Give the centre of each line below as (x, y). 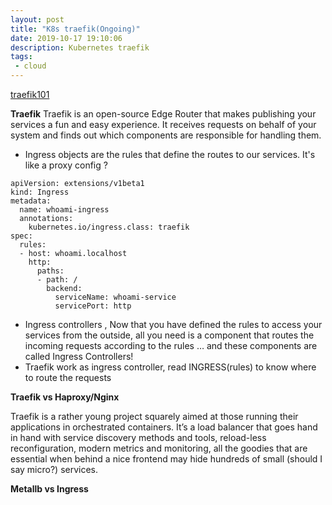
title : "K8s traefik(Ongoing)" (75, 29)
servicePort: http (93, 306)
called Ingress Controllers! (79, 356)
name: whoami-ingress (64, 210)
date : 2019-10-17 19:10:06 (66, 38)
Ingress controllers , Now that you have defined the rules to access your (173, 324)
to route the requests (68, 377)
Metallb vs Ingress (49, 489)
